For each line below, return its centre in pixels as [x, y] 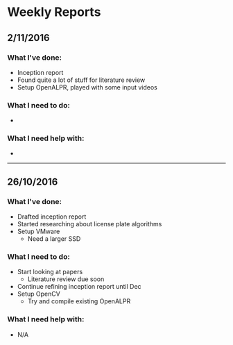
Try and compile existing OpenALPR [79, 301]
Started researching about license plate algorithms [89, 224]
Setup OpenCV [38, 294]
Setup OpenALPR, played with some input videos [87, 87]
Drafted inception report [52, 217]
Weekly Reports [54, 12]
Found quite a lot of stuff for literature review [81, 80]
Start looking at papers [50, 272]
